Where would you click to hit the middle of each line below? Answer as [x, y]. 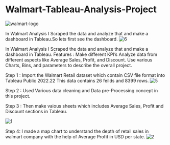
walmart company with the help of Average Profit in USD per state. [75, 136]
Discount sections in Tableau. [36, 111]
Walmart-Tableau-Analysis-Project [81, 9]
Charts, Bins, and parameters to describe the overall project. [69, 65]
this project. [18, 96]
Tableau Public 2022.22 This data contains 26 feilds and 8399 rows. [77, 80]
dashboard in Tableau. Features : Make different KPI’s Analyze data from [81, 54]
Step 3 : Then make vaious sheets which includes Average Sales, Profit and [84, 106]
